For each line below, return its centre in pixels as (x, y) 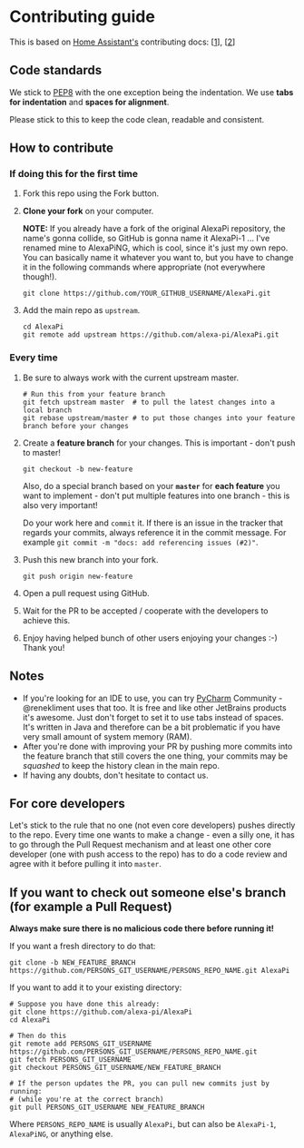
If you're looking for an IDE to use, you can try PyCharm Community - (152, 698)
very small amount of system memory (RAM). (107, 736)
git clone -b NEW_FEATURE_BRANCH (73, 963)
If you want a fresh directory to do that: (83, 947)
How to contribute (62, 148)
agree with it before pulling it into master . (85, 864)
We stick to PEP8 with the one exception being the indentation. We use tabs (152, 92)
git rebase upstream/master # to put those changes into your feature (159, 418)
